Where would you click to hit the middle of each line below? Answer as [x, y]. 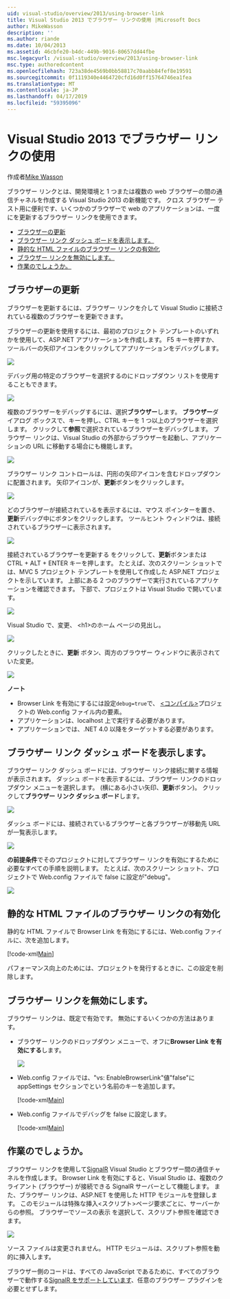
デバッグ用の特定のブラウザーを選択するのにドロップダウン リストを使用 [110, 375]
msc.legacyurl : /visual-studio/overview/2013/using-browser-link [102, 58]
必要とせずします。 [34, 1288]
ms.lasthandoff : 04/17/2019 [47, 97]
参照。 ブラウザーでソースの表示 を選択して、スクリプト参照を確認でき [119, 1212]
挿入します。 [37, 1256]
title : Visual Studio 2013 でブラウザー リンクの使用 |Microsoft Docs [104, 20]
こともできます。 [37, 384]
